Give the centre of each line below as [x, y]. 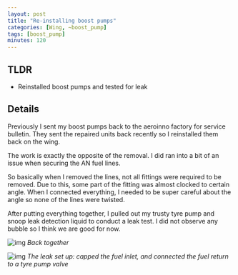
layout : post [27, 14]
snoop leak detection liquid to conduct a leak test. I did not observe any [113, 221]
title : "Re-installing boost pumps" [62, 21]
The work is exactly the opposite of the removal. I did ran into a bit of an [113, 155]
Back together [48, 242]
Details [23, 109]
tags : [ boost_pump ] [36, 34]
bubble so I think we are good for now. [64, 229]
